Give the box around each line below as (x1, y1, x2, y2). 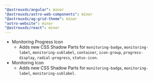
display (19, 55, 35, 60)
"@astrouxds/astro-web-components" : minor (4, 12, 93, 17)
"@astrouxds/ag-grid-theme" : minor (4, 16, 77, 21)
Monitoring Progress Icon (11, 39, 63, 45)
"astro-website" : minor (4, 21, 53, 26)
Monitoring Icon (11, 60, 44, 66)
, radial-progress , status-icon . (34, 54, 98, 60)
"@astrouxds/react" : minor (4, 26, 60, 30)
